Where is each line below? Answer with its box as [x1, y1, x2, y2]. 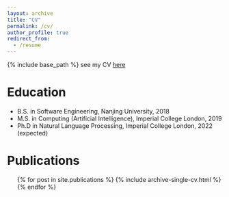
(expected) [16, 129, 49, 137]
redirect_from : [7, 36, 51, 42]
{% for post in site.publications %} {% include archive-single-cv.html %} [16, 175, 221, 183]
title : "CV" [7, 16, 41, 23]
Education [7, 85, 66, 100]
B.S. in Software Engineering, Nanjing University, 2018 [16, 107, 170, 115]
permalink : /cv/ [7, 23, 53, 29]
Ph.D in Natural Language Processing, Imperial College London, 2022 [16, 121, 213, 130]
